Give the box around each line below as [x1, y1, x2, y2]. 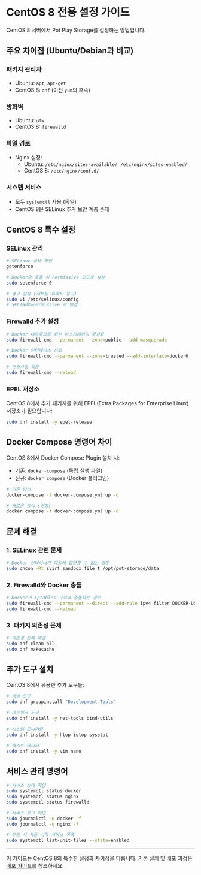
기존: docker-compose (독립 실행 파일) [14, 467, 103, 474]
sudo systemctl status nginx [6, 793, 79, 800]
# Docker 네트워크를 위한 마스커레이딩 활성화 [6, 331, 104, 337]
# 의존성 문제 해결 [6, 635, 46, 641]
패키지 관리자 [6, 65, 42, 74]
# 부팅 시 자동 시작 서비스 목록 [6, 832, 75, 838]
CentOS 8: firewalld [14, 123, 66, 130]
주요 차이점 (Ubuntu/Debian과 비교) [6, 46, 134, 56]
